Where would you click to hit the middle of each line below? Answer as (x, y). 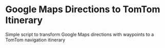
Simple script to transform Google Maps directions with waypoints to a (80, 34)
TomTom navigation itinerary (35, 40)
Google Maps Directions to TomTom (83, 9)
